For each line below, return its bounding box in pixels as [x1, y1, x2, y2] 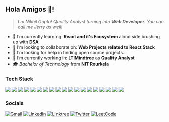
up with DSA [12, 39, 39, 45]
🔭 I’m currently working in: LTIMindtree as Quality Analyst [12, 55, 135, 61]
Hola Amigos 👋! [5, 5, 54, 14]
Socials [5, 100, 24, 107]
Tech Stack [5, 75, 34, 82]
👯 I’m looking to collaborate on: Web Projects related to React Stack [12, 44, 155, 50]
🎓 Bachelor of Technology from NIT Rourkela [12, 60, 109, 67]
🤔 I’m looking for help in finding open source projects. [12, 49, 125, 55]
